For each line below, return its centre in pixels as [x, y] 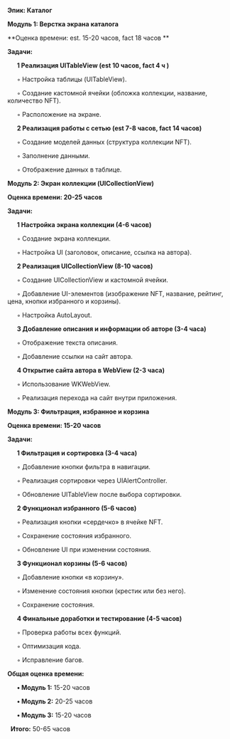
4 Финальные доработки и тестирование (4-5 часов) [99, 618]
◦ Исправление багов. [50, 660]
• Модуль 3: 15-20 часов [54, 715]
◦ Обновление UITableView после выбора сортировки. [99, 494]
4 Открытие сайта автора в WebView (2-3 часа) [91, 370]
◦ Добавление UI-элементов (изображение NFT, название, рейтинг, [120, 294]
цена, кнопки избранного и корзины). [64, 301]
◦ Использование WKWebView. [64, 384]
